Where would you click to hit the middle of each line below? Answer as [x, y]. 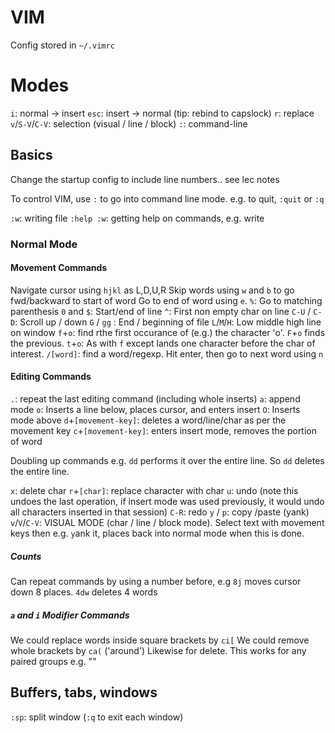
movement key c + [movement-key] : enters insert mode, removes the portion [164, 431]
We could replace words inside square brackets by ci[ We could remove [160, 640]
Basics [31, 155]
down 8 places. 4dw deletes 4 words [84, 592]
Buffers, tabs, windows [84, 692]
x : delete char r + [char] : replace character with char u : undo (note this [154, 491]
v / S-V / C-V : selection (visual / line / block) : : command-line [129, 123]
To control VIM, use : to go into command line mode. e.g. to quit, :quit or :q [167, 198]
